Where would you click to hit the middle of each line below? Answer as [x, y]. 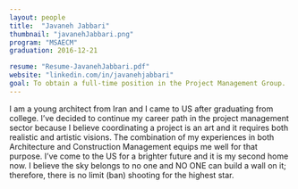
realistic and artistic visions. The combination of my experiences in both [142, 137]
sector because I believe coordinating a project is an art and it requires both [149, 127]
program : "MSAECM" [43, 42]
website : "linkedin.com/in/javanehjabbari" [92, 75]
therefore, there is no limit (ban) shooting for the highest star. [122, 175]
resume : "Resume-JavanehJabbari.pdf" [80, 67]
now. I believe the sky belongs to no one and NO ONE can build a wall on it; [148, 165]
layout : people [38, 17]
